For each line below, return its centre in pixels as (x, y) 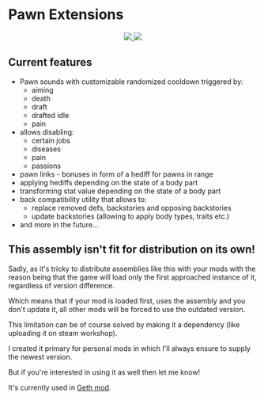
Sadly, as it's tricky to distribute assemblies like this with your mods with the (132, 269)
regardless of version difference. (61, 285)
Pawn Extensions (66, 15)
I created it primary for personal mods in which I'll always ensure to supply (130, 348)
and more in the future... (59, 224)
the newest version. (40, 356)
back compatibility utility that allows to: (83, 199)
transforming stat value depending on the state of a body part (120, 191)
